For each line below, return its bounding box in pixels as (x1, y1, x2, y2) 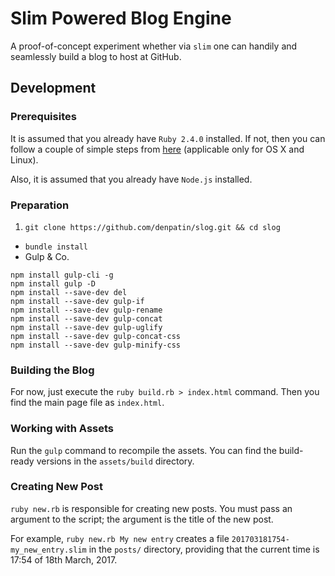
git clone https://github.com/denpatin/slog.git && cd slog (24, 222, 281, 232)
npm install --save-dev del (10, 287, 128, 297)
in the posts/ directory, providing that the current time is (88, 543, 320, 555)
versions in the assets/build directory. (36, 455, 195, 467)
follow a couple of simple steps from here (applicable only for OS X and (10, 143, 305, 155)
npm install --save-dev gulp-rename (10, 305, 163, 315)
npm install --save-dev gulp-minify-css (10, 340, 182, 350)
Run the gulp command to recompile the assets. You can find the (10, 444, 277, 456)
